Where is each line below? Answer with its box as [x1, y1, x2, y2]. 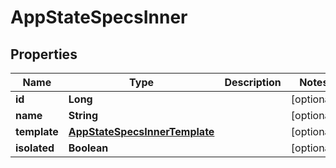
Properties [10, 46, 78, 63]
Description [224, 76, 282, 89]
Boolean [68, 141, 109, 155]
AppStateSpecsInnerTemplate [68, 125, 215, 138]
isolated [15, 141, 55, 155]
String [68, 109, 99, 122]
